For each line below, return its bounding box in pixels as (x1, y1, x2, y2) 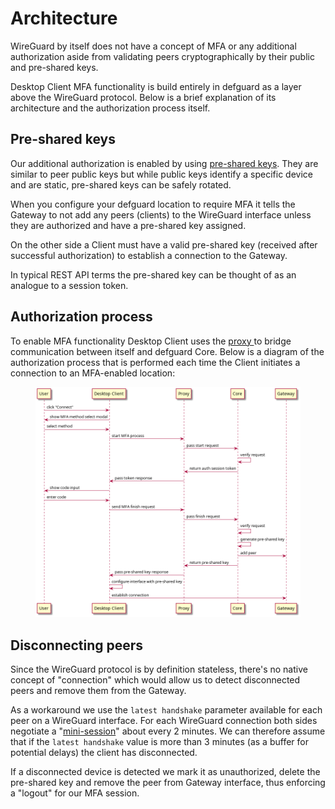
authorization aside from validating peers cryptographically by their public (10, 50, 315, 62)
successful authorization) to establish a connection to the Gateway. (10, 249, 288, 261)
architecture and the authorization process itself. (10, 102, 211, 114)
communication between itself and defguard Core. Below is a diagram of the (10, 345, 325, 357)
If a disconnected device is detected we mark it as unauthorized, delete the (10, 766, 321, 778)
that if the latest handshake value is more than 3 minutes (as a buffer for (10, 736, 309, 748)
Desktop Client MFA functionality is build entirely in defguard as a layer (10, 80, 302, 92)
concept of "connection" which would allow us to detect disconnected (10, 674, 301, 686)
